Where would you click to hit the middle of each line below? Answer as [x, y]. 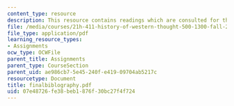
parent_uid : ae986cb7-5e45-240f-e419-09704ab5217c [82, 72]
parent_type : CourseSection [48, 66]
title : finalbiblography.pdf [49, 85]
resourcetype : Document [42, 78]
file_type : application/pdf [48, 33]
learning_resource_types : [45, 40]
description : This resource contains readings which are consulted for [113, 20]
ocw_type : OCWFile [34, 53]
